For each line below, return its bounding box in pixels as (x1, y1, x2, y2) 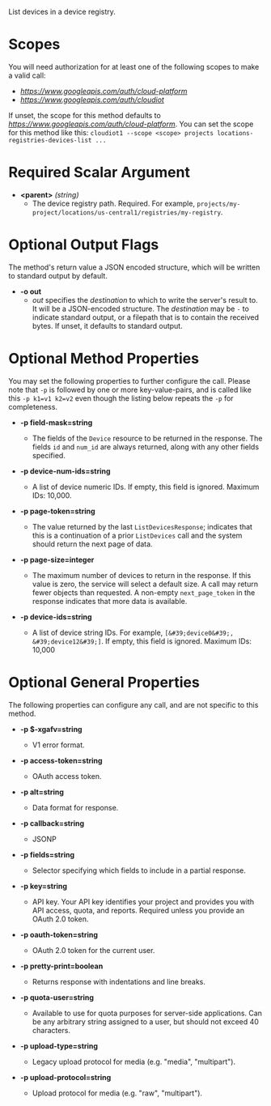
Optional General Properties (8, 673, 200, 691)
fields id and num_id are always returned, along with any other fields (32, 441, 260, 452)
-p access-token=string (19, 755, 103, 765)
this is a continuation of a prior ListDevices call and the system (32, 530, 243, 540)
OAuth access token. (32, 771, 102, 781)
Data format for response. (32, 802, 119, 812)
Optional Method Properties (8, 350, 200, 368)
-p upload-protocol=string (19, 1072, 112, 1082)
